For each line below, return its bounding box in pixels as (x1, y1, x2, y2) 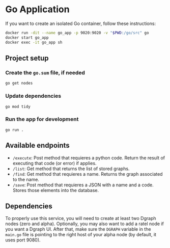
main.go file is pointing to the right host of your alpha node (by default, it (5, 232, 157, 238)
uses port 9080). (5, 237, 41, 243)
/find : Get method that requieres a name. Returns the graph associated (12, 171, 163, 177)
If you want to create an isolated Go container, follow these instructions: (5, 20, 156, 26)
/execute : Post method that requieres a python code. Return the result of (12, 154, 165, 161)
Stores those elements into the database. (12, 187, 99, 193)
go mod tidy (5, 104, 31, 109)
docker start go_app (5, 35, 49, 40)
